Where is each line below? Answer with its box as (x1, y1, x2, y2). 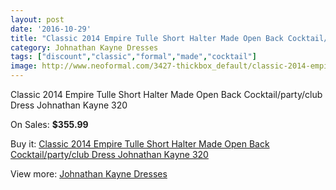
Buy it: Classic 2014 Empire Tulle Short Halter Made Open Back (10, 138, 270, 150)
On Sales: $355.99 (10, 119, 89, 130)
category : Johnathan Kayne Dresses (10, 42, 159, 53)
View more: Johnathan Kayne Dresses (10, 168, 168, 180)
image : (10, 61, 38, 71)
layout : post (10, 14, 65, 25)
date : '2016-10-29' (10, 24, 92, 34)
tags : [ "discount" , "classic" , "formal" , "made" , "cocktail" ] (10, 52, 257, 62)
